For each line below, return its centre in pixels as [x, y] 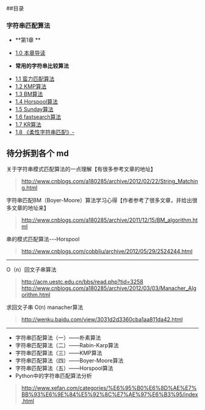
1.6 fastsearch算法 [38, 117]
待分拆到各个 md [38, 153]
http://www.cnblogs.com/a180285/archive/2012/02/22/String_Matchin [110, 182]
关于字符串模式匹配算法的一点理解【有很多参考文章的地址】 [81, 169]
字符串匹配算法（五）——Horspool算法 [64, 368]
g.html [29, 188]
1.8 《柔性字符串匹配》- [45, 132]
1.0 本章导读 [30, 53]
